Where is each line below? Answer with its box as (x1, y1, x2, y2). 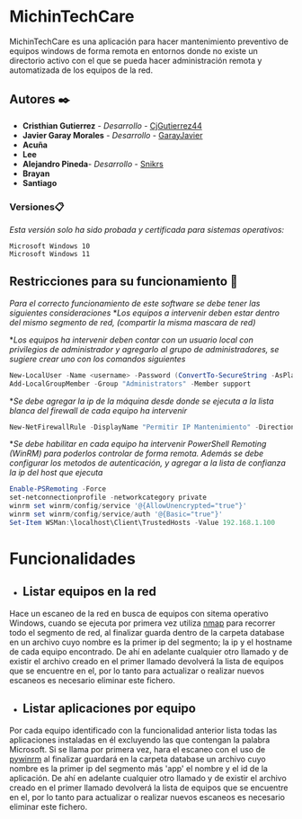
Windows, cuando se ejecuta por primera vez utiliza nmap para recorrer (9, 618, 276, 628)
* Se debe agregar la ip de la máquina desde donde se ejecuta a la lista (9, 396, 274, 406)
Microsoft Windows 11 (9, 250, 91, 259)
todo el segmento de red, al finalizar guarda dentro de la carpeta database (9, 627, 285, 637)
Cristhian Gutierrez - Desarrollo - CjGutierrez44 (22, 120, 202, 131)
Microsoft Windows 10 (9, 242, 91, 251)
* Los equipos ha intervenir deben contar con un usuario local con (9, 334, 253, 345)
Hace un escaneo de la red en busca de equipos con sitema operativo (9, 608, 269, 619)
